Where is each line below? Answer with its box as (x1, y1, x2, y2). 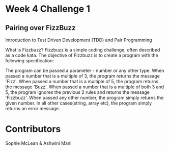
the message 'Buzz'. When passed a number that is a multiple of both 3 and (5, 84, 164, 90)
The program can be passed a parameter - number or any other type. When (5, 67, 164, 73)
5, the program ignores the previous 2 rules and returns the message (5, 89, 150, 95)
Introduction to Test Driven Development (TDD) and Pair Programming (5, 37, 152, 43)
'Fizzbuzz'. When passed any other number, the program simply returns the (5, 95, 164, 100)
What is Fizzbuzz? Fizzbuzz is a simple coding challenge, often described (5, 47, 160, 53)
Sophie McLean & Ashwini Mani (5, 140, 72, 146)
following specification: (5, 58, 54, 64)
